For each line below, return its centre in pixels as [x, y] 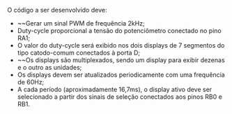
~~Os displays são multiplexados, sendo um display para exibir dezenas [121, 60]
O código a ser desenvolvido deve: [57, 10]
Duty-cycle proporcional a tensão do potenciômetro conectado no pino [119, 31]
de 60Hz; [31, 82]
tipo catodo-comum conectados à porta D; [79, 53]
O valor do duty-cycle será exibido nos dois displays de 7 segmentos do [121, 45]
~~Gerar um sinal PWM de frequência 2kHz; [81, 23]
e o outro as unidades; [49, 67]
